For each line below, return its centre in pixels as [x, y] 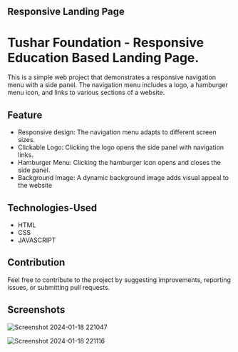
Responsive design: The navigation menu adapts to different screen [117, 132]
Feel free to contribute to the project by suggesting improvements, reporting [119, 280]
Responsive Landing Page [66, 12]
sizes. [26, 140]
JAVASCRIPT [37, 240]
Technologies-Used [52, 207]
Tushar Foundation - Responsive [106, 42]
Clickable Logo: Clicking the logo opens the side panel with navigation [121, 147]
